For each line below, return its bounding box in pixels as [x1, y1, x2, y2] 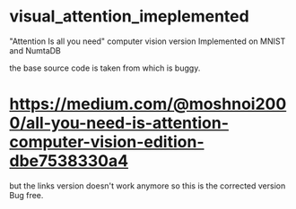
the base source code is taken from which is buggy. [9, 63, 201, 73]
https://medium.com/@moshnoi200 [9, 94, 287, 114]
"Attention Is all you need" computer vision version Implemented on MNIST [9, 36, 286, 46]
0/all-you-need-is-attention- [9, 113, 230, 133]
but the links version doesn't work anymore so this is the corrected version [9, 180, 286, 191]
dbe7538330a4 [9, 151, 128, 171]
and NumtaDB [9, 45, 61, 55]
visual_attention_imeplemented [9, 6, 249, 27]
